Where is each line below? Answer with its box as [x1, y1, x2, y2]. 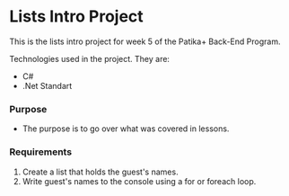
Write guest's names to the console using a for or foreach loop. [22, 175, 257, 186]
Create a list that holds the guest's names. [22, 166, 179, 177]
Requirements [9, 146, 73, 158]
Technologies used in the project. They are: [9, 53, 171, 64]
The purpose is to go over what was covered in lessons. [22, 123, 230, 134]
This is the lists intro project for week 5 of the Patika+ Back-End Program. [9, 36, 281, 47]
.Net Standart [22, 80, 73, 91]
